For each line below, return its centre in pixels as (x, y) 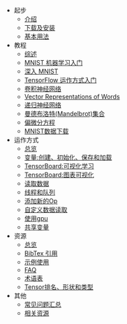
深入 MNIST (41, 71)
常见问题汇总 (43, 304)
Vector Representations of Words (72, 97)
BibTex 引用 (41, 253)
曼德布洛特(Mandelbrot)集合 (65, 113)
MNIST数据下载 (46, 131)
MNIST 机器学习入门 (53, 62)
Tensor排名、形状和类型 (59, 287)
